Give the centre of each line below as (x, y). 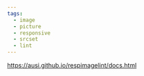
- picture (27, 26)
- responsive (32, 33)
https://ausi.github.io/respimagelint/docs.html (72, 65)
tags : (15, 13)
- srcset (26, 39)
